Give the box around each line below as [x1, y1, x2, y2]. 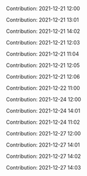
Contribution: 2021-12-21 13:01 [6, 16, 79, 23]
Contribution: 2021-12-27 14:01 [6, 141, 80, 148]
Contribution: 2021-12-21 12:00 [6, 5, 81, 12]
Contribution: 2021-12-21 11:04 [6, 50, 79, 57]
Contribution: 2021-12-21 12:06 [6, 73, 80, 80]
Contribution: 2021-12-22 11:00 [6, 84, 81, 92]
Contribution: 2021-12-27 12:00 [6, 130, 81, 137]
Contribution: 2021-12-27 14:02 [6, 153, 81, 160]
